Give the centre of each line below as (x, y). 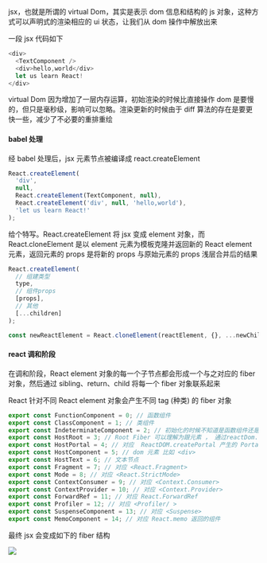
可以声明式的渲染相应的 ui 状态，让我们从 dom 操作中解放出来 (116, 22)
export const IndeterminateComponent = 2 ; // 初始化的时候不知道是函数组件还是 (134, 430)
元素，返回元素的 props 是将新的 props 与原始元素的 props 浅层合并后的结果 (133, 254)
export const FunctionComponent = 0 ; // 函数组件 (89, 415)
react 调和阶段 (32, 354)
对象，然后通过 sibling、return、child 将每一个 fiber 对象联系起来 (114, 383)
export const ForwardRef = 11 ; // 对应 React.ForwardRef (103, 497)
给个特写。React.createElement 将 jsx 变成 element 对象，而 (106, 234)
